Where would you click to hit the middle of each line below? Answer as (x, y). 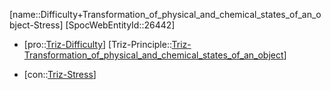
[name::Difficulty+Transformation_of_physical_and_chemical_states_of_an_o (165, 14)
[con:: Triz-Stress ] (60, 74)
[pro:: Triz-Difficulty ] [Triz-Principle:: (97, 44)
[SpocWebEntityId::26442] (120, 25)
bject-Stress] (36, 25)
